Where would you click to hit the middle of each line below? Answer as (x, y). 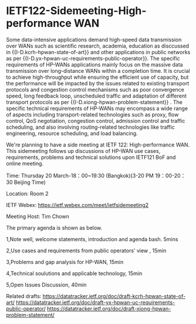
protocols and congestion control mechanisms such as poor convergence (95, 89)
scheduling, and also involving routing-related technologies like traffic (90, 127)
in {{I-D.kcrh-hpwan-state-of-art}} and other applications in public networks (98, 52)
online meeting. (25, 163)
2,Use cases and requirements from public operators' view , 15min (86, 250)
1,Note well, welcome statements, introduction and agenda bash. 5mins (92, 239)
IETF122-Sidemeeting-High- (76, 11)
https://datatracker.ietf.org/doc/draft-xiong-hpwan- (109, 308)
